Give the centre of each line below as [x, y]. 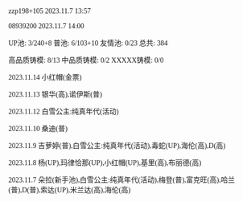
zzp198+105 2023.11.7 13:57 [49, 11]
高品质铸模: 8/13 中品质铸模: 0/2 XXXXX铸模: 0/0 [86, 60]
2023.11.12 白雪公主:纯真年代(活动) [64, 112]
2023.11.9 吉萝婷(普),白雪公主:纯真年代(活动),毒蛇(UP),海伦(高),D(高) [117, 146]
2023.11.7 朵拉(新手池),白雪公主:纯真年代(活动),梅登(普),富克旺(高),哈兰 [122, 180]
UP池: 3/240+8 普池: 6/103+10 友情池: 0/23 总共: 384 [88, 43]
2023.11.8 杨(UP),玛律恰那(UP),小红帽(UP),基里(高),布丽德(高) [105, 163]
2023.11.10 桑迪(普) [38, 129]
